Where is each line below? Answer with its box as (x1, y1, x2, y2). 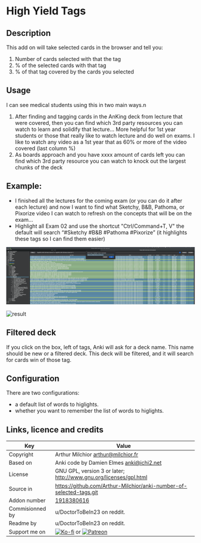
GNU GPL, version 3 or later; (54, 468, 125, 475)
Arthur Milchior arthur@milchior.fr (54, 450, 139, 458)
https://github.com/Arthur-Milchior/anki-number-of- (54, 482, 187, 489)
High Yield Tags (6, 4, 86, 18)
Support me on (8, 528, 46, 535)
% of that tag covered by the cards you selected (14, 68, 135, 75)
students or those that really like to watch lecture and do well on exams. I (14, 132, 195, 139)
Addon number (8, 496, 46, 504)
